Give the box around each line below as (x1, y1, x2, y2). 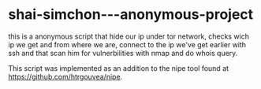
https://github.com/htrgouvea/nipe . (8, 72, 123, 81)
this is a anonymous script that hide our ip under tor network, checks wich (8, 32, 250, 41)
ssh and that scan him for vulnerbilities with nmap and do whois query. (8, 48, 238, 57)
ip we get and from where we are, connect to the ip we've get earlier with (8, 39, 247, 49)
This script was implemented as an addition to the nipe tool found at (8, 63, 229, 72)
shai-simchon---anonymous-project (8, 6, 254, 24)
